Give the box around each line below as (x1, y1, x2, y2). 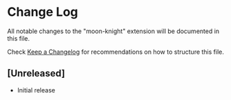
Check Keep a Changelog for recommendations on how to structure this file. (7, 48, 225, 56)
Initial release (17, 86, 55, 94)
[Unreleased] (7, 68, 66, 79)
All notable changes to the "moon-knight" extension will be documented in (7, 27, 220, 35)
